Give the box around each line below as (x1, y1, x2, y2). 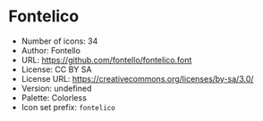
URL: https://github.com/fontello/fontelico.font (21, 54, 192, 65)
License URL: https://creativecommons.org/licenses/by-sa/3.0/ (21, 73, 254, 84)
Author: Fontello (21, 44, 81, 55)
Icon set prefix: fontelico (21, 101, 115, 112)
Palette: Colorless (21, 92, 87, 103)
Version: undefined (21, 83, 92, 93)
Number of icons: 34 (21, 36, 98, 46)
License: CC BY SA (21, 64, 92, 75)
